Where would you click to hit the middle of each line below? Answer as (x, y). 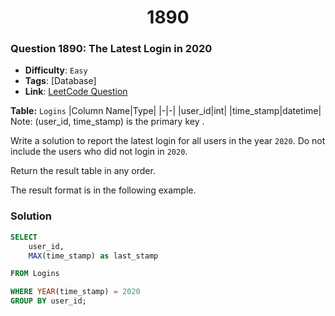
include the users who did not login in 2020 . (99, 152)
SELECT (24, 237)
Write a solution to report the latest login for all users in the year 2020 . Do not (168, 141)
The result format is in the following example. (103, 190)
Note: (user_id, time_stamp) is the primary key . (107, 122)
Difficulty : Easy (56, 70)
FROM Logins (35, 274)
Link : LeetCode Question (76, 92)
